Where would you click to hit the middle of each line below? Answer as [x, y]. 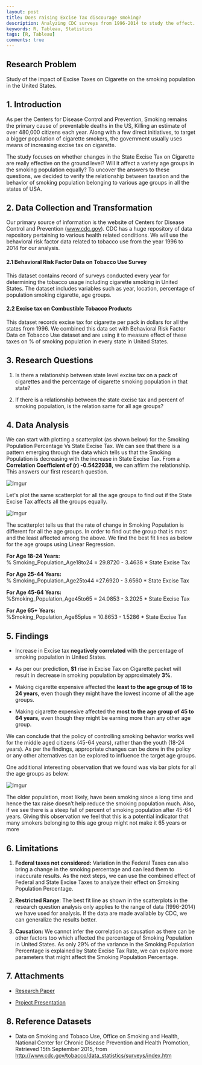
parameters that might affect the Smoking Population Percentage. [96, 957]
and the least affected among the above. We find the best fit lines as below [99, 538]
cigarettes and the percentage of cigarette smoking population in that [101, 381]
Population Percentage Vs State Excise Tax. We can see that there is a [93, 446]
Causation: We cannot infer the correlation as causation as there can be [105, 931]
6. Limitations [32, 848]
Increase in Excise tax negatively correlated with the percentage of [99, 651]
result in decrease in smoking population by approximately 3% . [93, 675]
